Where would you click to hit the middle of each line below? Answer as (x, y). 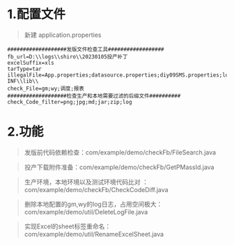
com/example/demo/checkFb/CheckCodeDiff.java (96, 189)
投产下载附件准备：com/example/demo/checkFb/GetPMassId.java (119, 167)
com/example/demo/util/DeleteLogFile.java (86, 212)
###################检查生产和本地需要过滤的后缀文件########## (94, 96)
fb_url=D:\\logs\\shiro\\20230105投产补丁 (68, 56)
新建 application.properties (63, 35)
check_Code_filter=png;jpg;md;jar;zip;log (70, 102)
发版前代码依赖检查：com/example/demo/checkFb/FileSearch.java (120, 152)
